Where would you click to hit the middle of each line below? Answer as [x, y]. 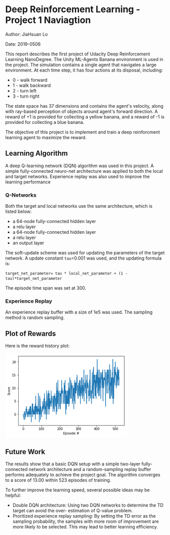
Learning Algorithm [37, 153]
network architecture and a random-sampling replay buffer [90, 469]
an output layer [28, 243]
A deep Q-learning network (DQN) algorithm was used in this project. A [80, 166]
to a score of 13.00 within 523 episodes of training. [58, 480]
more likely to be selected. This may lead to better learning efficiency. [85, 526]
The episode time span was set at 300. [46, 288]
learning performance [28, 182]
